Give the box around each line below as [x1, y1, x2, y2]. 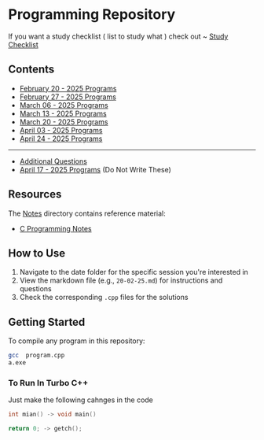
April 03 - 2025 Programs [19, 125, 103, 135]
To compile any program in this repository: [8, 336, 145, 346]
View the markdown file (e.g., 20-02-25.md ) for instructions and [19, 275, 223, 285]
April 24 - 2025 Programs [19, 134, 103, 143]
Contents [8, 63, 55, 76]
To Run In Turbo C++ [8, 377, 89, 388]
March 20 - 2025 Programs [19, 116, 108, 127]
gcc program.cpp [8, 352, 65, 360]
